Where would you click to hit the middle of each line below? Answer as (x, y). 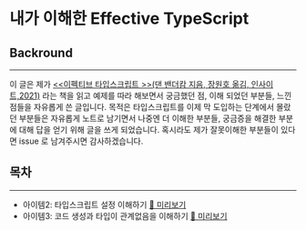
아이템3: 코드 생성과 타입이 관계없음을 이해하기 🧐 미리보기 (125, 215)
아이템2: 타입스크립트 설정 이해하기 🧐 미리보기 (104, 205)
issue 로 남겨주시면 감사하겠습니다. (81, 141)
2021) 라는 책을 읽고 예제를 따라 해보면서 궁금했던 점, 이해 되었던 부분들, (147, 95)
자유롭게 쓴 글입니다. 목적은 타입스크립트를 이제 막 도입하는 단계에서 (154, 107)
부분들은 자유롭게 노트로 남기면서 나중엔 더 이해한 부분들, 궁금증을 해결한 (148, 118)
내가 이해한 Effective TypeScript (129, 19)
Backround (41, 52)
